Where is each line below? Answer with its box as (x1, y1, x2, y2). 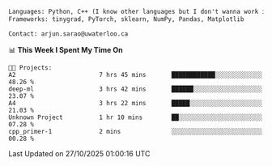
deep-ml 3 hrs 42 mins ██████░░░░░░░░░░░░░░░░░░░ (8, 85, 263, 93)
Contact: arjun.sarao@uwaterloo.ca (8, 29, 129, 38)
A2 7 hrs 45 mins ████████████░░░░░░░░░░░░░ (8, 70, 263, 79)
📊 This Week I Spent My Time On (8, 45, 123, 54)
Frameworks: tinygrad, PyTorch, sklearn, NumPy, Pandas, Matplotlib (8, 15, 244, 23)
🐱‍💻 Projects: (8, 63, 53, 72)
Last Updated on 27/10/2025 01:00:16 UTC (8, 148, 151, 158)
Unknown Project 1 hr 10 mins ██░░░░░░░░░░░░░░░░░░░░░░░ (8, 113, 263, 121)
